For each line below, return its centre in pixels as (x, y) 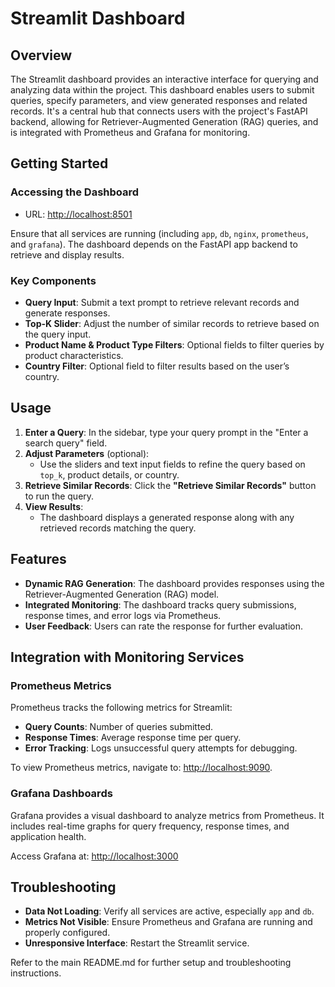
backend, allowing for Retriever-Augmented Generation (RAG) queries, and (164, 121)
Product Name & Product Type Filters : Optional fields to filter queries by (174, 344)
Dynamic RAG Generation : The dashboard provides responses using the (174, 583)
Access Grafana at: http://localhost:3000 (94, 856)
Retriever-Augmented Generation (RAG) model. (122, 594)
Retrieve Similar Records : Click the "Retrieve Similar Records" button (170, 485)
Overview (41, 55)
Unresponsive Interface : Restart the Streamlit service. (137, 943)
